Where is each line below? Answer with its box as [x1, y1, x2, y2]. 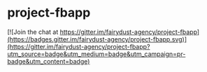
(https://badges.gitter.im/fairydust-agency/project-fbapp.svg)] [7, 35, 187, 43]
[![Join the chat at [7, 28, 59, 36]
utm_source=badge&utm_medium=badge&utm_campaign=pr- [7, 50, 186, 58]
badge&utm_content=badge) [7, 57, 90, 65]
